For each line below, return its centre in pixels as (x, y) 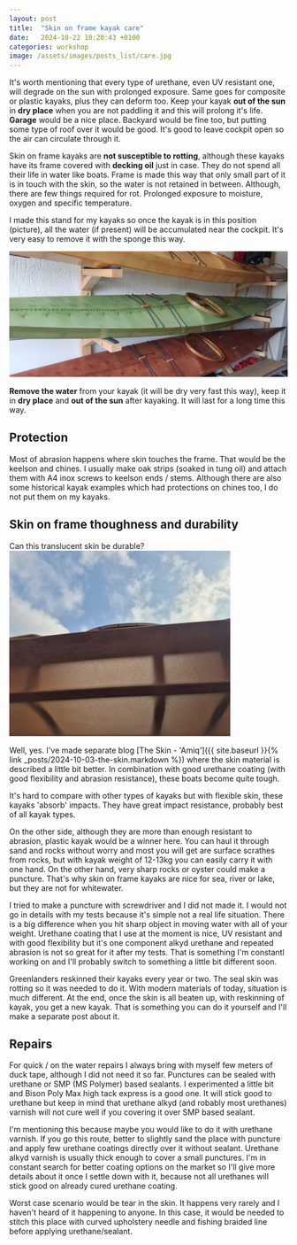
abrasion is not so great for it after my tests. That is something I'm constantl (147, 952)
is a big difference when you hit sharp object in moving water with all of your (148, 924)
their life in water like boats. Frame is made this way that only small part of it (147, 175)
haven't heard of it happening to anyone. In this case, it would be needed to (147, 1212)
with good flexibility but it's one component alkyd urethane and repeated (141, 942)
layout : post (33, 19)
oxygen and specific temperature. (71, 203)
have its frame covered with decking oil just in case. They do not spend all (145, 166)
